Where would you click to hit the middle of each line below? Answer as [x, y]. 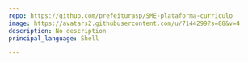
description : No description [57, 31]
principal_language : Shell [54, 38]
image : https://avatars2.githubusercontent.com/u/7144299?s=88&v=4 [124, 23]
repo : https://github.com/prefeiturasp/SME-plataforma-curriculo [120, 16]
